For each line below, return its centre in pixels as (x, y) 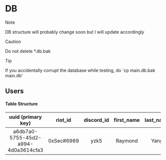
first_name (127, 120)
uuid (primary (25, 117)
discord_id (97, 120)
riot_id (64, 120)
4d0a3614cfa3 (25, 150)
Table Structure (21, 104)
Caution (13, 41)
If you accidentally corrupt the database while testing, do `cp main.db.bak (80, 70)
